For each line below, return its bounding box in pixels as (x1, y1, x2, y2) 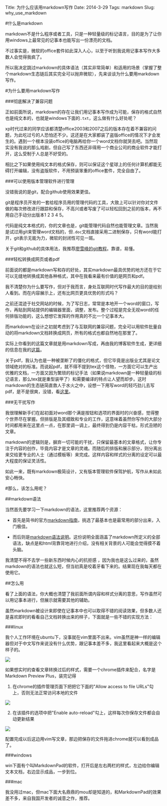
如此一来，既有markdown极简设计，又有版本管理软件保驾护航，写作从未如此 (5, 468, 162, 474)
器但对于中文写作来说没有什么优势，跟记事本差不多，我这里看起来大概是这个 (5, 641, 162, 646)
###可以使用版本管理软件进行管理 (5, 178, 75, 184)
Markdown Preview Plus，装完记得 (5, 673, 77, 679)
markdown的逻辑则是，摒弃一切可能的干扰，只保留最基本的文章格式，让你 (5, 439, 158, 445)
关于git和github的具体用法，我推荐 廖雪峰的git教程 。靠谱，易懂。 (5, 246, 138, 251)
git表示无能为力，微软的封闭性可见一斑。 (13, 235, 98, 241)
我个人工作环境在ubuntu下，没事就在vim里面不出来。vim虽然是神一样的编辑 (5, 634, 161, 640)
